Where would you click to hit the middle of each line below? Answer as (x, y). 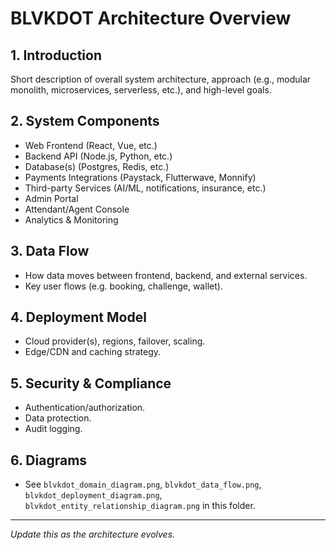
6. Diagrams (49, 460)
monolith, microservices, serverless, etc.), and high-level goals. (141, 90)
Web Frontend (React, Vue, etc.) (91, 145)
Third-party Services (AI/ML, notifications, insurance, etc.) (145, 188)
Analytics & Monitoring (71, 219)
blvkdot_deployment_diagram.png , (93, 495)
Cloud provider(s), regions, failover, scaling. (115, 341)
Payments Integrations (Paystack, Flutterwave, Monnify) (140, 177)
